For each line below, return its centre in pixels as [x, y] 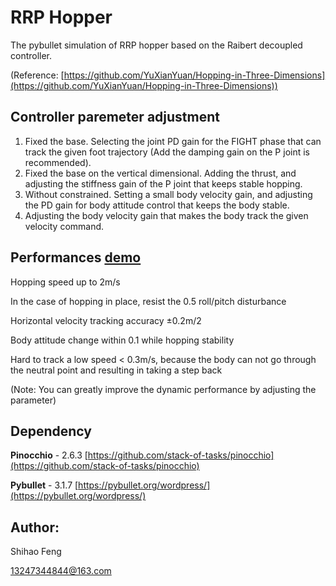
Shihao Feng [36, 552]
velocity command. [64, 226]
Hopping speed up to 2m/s [65, 282]
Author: [35, 527]
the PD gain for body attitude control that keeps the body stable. [157, 205]
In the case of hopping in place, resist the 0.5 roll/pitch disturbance [148, 301]
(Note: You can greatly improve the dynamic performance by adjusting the [163, 389]
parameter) [33, 400]
